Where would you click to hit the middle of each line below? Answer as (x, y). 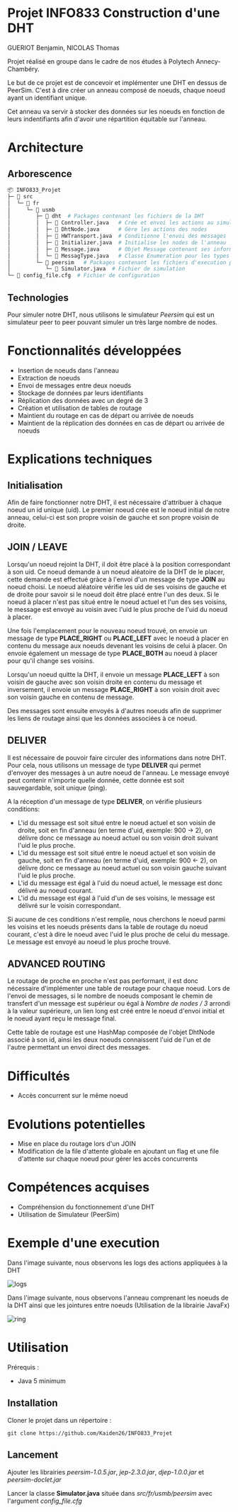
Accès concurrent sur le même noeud (73, 1096)
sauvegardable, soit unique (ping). (57, 788)
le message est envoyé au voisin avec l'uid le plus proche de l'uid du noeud (118, 609)
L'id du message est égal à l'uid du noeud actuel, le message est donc (120, 882)
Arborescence (40, 174)
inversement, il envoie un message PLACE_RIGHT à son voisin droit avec (114, 689)
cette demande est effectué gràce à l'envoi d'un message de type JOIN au (116, 579)
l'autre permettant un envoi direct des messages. (79, 1047)
